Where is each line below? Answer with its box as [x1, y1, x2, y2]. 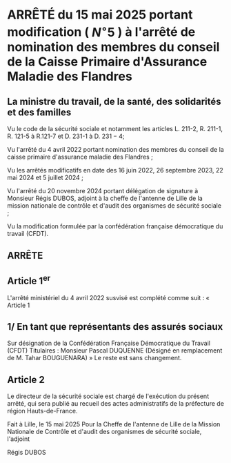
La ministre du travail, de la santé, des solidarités [7, 95, 221, 107]
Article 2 [7, 373, 45, 386]
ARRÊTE [7, 249, 43, 262]
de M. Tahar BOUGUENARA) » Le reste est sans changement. [7, 354, 182, 362]
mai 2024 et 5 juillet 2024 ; [7, 173, 84, 182]
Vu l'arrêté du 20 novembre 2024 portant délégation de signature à [7, 187, 199, 195]
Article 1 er [7, 273, 51, 287]
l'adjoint [7, 435, 30, 443]
